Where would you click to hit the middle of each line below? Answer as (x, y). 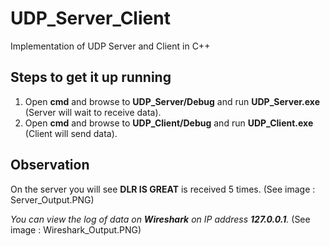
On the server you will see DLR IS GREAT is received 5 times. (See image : (163, 189)
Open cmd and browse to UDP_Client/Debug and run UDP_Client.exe (169, 123)
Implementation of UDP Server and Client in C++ (110, 46)
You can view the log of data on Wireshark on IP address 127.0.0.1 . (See (160, 219)
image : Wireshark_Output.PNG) (76, 229)
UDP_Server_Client (90, 18)
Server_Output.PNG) (52, 199)
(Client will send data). (71, 133)
